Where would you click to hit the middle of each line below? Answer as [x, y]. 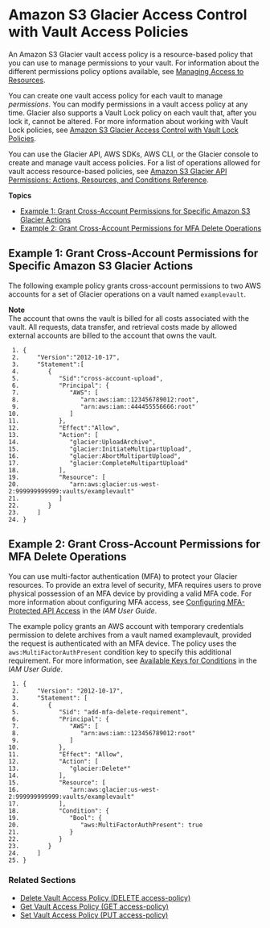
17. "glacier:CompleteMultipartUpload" [98, 463]
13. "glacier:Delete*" [70, 768]
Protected [25, 610]
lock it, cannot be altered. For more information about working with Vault [128, 121]
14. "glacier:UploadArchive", [82, 442]
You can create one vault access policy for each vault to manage [116, 95]
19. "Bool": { [55, 818]
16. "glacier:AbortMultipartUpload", [95, 456]
